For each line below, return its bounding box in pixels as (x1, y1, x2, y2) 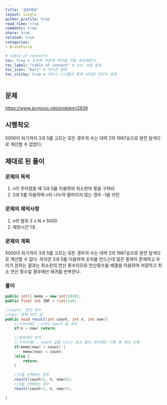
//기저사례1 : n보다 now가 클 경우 (14, 321, 78, 326)
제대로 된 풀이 (5, 157, 45, 166)
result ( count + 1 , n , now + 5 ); (14, 377, 72, 382)
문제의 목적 (5, 173, 30, 180)
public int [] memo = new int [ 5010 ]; (5, 294, 81, 299)
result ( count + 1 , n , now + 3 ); (14, 386, 72, 391)
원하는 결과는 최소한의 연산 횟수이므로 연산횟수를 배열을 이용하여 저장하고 (14, 262, 157, 268)
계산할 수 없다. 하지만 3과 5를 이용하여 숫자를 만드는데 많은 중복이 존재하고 (10, 256, 156, 262)
